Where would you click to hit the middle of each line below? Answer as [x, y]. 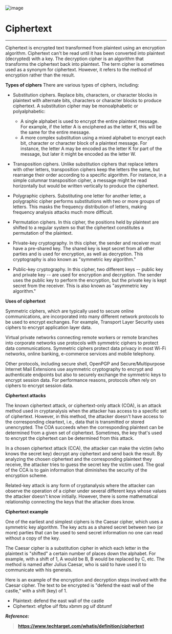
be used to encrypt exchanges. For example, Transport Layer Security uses [85, 322]
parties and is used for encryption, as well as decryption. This [78, 254]
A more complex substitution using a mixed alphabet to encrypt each [93, 137]
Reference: [17, 616]
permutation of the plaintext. [43, 233]
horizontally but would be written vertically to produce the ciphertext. [86, 185]
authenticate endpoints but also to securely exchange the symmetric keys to [86, 375]
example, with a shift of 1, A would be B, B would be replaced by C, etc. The [85, 559]
